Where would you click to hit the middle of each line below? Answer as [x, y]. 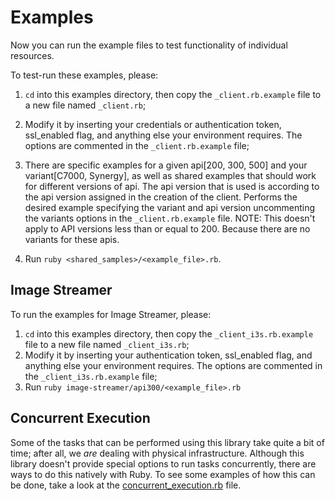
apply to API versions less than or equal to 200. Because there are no [167, 228]
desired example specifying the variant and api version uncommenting [170, 207]
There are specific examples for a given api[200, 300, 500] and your [166, 165]
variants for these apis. [72, 239]
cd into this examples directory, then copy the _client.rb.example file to [173, 94]
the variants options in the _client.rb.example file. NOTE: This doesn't [170, 218]
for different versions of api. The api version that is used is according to [172, 186]
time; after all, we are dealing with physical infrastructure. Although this [157, 453]
